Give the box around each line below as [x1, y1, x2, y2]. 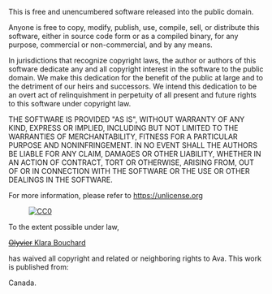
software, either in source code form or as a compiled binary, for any [8, 32, 239, 41]
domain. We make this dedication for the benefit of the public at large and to [8, 73, 264, 82]
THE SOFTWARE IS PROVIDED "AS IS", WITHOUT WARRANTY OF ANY [8, 115, 245, 124]
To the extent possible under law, [8, 223, 119, 231]
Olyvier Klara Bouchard [8, 238, 86, 247]
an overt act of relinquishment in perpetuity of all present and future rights [8, 90, 257, 100]
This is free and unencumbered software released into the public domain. [8, 7, 254, 16]
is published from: [8, 262, 69, 271]
